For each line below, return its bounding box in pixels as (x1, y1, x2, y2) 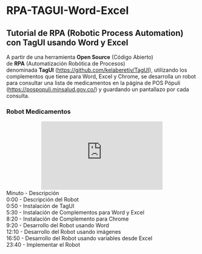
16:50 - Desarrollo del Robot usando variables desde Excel (6, 235, 153, 242)
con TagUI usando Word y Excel (6, 37, 129, 47)
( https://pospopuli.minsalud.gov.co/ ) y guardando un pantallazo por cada (6, 86, 189, 93)
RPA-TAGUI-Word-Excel (6, 4, 129, 18)
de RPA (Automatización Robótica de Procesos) (6, 60, 126, 67)
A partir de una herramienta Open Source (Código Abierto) (6, 53, 153, 61)
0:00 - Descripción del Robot (6, 196, 79, 204)
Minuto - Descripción (6, 190, 59, 197)
